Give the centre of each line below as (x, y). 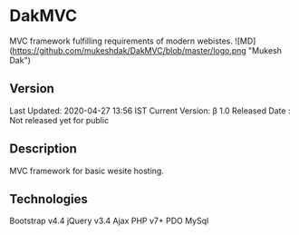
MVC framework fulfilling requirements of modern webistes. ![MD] (133, 41)
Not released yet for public (59, 120)
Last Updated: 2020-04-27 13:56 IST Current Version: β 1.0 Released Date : (150, 111)
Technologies (49, 199)
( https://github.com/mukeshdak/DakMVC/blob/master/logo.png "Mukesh (146, 50)
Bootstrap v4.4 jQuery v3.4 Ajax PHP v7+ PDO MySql (109, 221)
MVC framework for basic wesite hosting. (87, 171)
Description (43, 149)
